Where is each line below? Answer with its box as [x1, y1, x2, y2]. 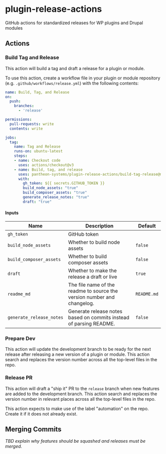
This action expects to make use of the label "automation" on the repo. [5, 406, 149, 412]
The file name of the [68, 281, 115, 288]
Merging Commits [5, 425, 62, 433]
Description [85, 222, 114, 229]
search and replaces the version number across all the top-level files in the [5, 357, 157, 363]
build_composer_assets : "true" [23, 190, 87, 195]
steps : [14, 153, 28, 158]
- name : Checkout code [14, 158, 61, 163]
